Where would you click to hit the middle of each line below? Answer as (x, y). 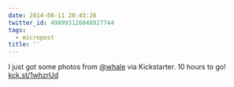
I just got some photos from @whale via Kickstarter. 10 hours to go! (117, 67)
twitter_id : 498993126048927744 (61, 23)
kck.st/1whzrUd (33, 75)
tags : (17, 30)
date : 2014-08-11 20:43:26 (52, 15)
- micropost (35, 37)
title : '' (24, 45)
